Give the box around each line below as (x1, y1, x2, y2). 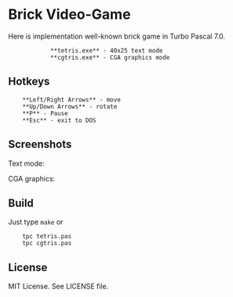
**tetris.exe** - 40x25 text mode (49, 46, 163, 54)
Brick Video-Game (8, 5, 131, 24)
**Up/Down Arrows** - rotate (22, 102, 118, 111)
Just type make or (8, 218, 64, 227)
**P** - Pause (22, 109, 68, 117)
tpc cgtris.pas (22, 240, 72, 247)
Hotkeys (8, 75, 50, 88)
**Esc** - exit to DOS (22, 116, 96, 124)
